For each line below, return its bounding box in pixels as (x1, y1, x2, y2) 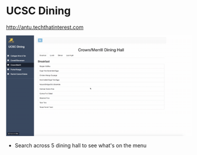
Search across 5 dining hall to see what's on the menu (14, 141, 147, 149)
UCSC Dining (6, 4, 71, 18)
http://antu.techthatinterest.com (6, 24, 84, 31)
